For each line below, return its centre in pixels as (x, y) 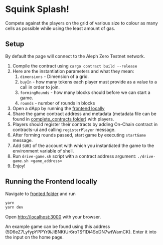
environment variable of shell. (43, 150)
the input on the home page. (34, 237)
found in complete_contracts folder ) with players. (63, 119)
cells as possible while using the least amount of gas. (60, 28)
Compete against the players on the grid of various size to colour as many (81, 23)
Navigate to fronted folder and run (41, 193)
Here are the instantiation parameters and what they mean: (73, 71)
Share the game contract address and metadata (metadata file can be (85, 113)
